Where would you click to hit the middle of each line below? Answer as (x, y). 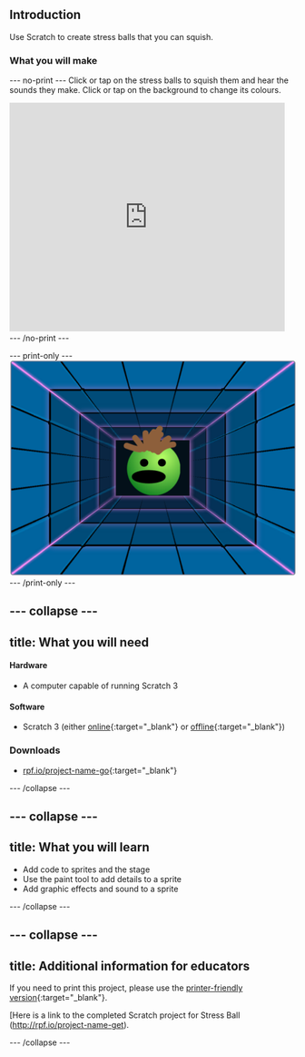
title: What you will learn (79, 847)
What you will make (54, 60)
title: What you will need (79, 642)
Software (27, 706)
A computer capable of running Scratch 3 (100, 686)
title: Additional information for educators (130, 966)
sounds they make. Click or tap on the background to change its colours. (145, 90)
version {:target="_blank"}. (59, 997)
